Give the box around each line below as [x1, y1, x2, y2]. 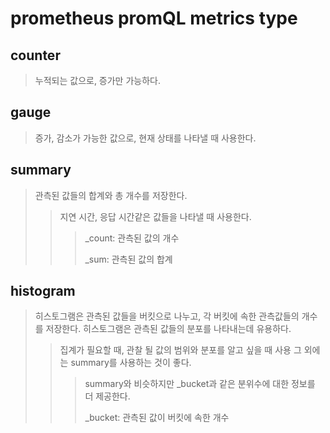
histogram [10, 283, 76, 300]
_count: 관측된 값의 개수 [84, 232, 180, 244]
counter [10, 47, 61, 64]
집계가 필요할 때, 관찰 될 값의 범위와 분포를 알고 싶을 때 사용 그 [59, 344, 302, 356]
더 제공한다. [84, 390, 131, 402]
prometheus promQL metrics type [10, 7, 298, 30]
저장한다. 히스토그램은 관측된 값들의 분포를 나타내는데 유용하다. [45, 323, 292, 335]
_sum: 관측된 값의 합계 [84, 253, 173, 265]
